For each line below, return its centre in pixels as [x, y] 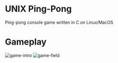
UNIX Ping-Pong [39, 9]
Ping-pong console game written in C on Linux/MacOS [59, 22]
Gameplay [26, 42]
